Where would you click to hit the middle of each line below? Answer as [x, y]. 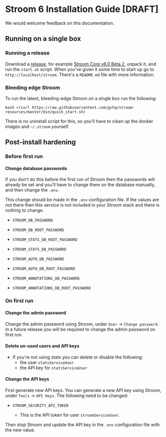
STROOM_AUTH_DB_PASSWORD [38, 259]
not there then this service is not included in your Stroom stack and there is [82, 205]
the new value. [20, 430]
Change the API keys [27, 379]
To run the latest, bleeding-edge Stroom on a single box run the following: [81, 98]
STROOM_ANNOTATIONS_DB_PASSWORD [46, 278]
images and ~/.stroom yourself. [37, 126]
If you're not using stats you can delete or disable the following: [78, 357]
